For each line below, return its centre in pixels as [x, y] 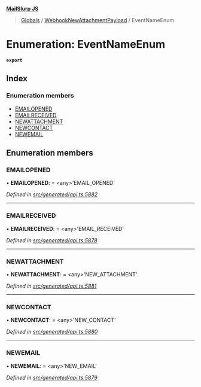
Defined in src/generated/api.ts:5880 [52, 332]
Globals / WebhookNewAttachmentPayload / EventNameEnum [98, 20]
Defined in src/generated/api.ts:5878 [52, 240]
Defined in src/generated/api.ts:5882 [52, 194]
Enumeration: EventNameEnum [86, 45]
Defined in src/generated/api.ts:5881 [51, 286]
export [14, 60]
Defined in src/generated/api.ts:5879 [52, 377]
